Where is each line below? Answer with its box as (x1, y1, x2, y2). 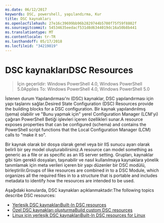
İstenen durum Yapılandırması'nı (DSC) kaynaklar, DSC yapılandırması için (5, 95, 154, 101)
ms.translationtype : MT (5, 30, 54, 35)
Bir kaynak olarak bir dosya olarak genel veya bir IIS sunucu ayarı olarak (5, 141, 150, 147)
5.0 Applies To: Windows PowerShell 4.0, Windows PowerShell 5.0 (17, 86, 150, 92)
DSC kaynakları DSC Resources (5, 65, 134, 76)
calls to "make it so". (5, 132, 47, 137)
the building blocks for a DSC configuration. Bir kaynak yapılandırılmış (5, 106, 146, 111)
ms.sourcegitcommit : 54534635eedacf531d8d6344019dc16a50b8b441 (5, 25, 137, 30)
